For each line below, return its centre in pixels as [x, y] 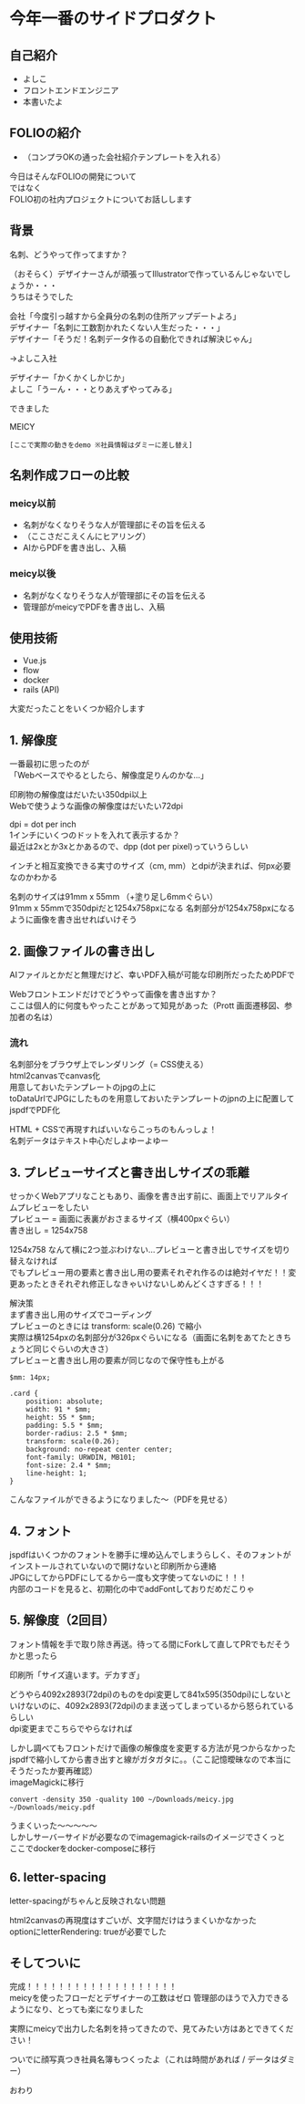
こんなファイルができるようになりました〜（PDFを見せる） [121, 1500]
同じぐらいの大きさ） [73, 1349]
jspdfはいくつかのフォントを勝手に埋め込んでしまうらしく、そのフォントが [150, 1554]
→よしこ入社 [33, 358]
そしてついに [45, 1963]
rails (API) [41, 690]
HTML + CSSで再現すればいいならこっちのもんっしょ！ [113, 1130]
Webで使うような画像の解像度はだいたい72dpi [97, 806]
